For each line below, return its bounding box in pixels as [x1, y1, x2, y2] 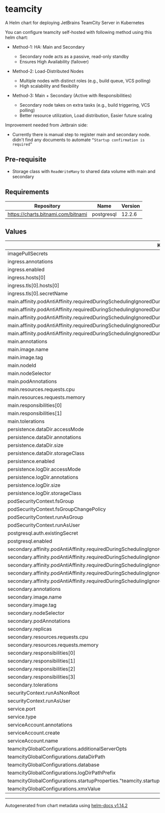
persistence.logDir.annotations [7, 474, 79, 481]
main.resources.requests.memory [7, 394, 85, 401]
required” [12, 142, 33, 147]
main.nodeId [7, 362, 36, 369]
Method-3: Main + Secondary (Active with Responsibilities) [12, 92, 132, 98]
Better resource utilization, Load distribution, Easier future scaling [19, 112, 152, 118]
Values [5, 227, 27, 235]
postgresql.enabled [7, 538, 53, 545]
